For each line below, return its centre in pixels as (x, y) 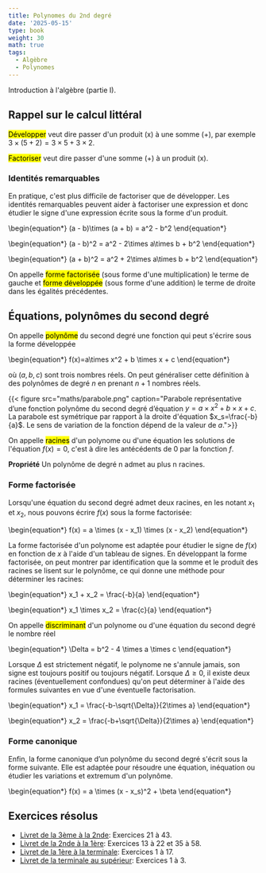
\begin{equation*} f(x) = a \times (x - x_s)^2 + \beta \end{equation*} (120, 791)
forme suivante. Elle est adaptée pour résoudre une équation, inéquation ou (132, 767)
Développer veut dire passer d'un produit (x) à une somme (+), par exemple (132, 134)
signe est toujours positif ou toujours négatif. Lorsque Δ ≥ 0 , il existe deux (129, 673)
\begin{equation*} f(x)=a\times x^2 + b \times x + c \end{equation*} (119, 359)
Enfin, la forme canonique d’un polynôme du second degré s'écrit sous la (128, 759)
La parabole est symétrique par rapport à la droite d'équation (108, 417)
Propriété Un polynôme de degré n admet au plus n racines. (106, 464)
